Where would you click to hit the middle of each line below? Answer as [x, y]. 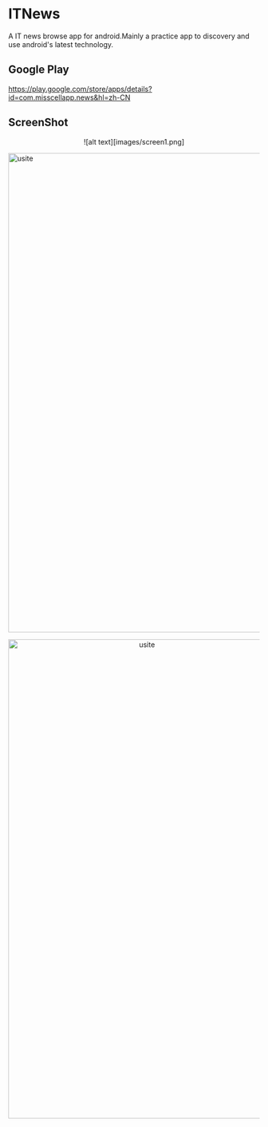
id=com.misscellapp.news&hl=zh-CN [69, 97]
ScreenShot [38, 123]
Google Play [39, 70]
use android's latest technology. [61, 44]
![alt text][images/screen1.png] [134, 141]
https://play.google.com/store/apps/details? [81, 89]
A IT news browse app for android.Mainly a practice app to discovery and [129, 36]
